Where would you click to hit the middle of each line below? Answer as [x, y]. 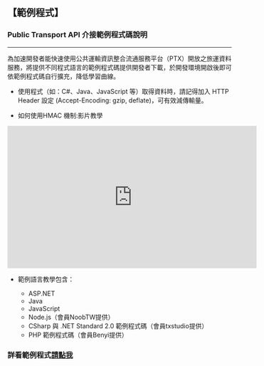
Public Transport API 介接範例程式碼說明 [78, 35]
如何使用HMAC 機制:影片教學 [60, 115]
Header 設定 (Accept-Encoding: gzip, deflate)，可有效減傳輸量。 [112, 100]
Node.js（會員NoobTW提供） [71, 317]
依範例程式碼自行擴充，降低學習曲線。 [63, 76]
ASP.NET [42, 293]
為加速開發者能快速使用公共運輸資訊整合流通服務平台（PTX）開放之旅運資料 [120, 58]
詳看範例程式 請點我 [40, 355]
